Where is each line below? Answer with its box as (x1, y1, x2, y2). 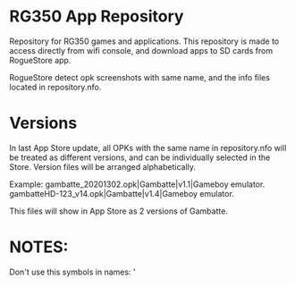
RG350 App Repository (9, 6, 184, 27)
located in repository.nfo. (9, 81, 102, 92)
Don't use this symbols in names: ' (9, 266, 136, 277)
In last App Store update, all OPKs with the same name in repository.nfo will (9, 142, 287, 153)
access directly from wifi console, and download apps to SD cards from (9, 45, 274, 55)
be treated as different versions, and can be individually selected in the (9, 152, 271, 163)
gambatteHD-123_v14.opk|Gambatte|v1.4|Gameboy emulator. (9, 188, 234, 198)
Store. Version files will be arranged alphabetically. (9, 161, 197, 172)
